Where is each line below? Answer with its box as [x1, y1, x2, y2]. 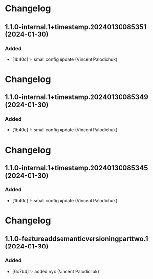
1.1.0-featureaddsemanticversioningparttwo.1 [5, 235, 149, 243]
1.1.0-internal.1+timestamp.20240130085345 [5, 164, 148, 172]
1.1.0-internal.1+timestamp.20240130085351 [5, 23, 147, 31]
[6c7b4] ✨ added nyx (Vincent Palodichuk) [12, 268, 100, 274]
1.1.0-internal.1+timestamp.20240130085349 [5, 93, 149, 101]
